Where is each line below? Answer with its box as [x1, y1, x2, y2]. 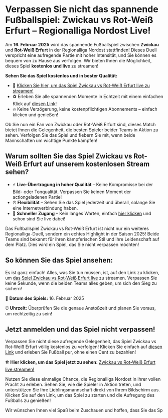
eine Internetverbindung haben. [12, 205, 78, 211]
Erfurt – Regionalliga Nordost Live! [5, 25, 151, 36]
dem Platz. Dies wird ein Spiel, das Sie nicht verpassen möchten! [5, 241, 139, 247]
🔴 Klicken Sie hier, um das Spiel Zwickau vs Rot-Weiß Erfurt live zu [12, 82, 150, 89]
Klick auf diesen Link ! [12, 101, 57, 107]
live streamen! [5, 366, 35, 373]
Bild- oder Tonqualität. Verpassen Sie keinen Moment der [12, 189, 131, 195]
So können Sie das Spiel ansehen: [5, 256, 113, 265]
